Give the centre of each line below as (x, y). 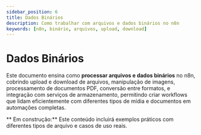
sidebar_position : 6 (32, 12)
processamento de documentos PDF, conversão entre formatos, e (88, 88)
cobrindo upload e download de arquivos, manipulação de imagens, (91, 82)
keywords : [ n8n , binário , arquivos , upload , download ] (77, 29)
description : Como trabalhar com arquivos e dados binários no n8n (93, 23)
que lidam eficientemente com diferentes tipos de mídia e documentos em (99, 101)
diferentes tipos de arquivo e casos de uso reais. (67, 126)
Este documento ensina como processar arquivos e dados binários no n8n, (101, 76)
